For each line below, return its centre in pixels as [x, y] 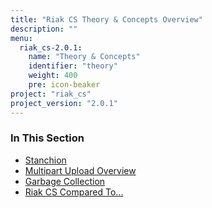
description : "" [44, 29]
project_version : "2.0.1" [64, 103]
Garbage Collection [65, 181]
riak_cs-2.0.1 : [51, 47]
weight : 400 [53, 76]
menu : [21, 38]
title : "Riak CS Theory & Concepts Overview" [106, 19]
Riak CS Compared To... [74, 192]
